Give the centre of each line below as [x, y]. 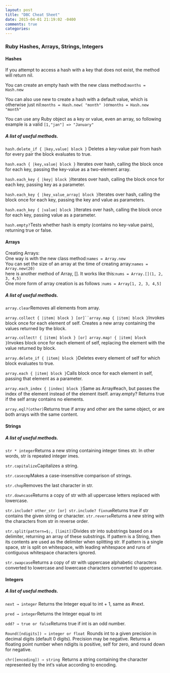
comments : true [21, 24]
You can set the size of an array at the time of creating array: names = [77, 264]
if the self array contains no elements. [45, 399]
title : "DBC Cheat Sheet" [32, 15]
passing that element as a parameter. [44, 379]
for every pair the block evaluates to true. [48, 154]
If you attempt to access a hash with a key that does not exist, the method [82, 70]
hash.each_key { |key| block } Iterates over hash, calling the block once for [85, 179]
